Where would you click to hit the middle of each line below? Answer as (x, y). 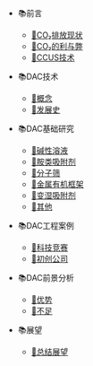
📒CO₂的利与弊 (57, 46)
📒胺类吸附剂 (53, 161)
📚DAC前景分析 (46, 278)
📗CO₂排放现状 (57, 35)
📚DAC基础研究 (46, 129)
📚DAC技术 (38, 76)
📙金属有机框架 (57, 184)
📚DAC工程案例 (46, 226)
